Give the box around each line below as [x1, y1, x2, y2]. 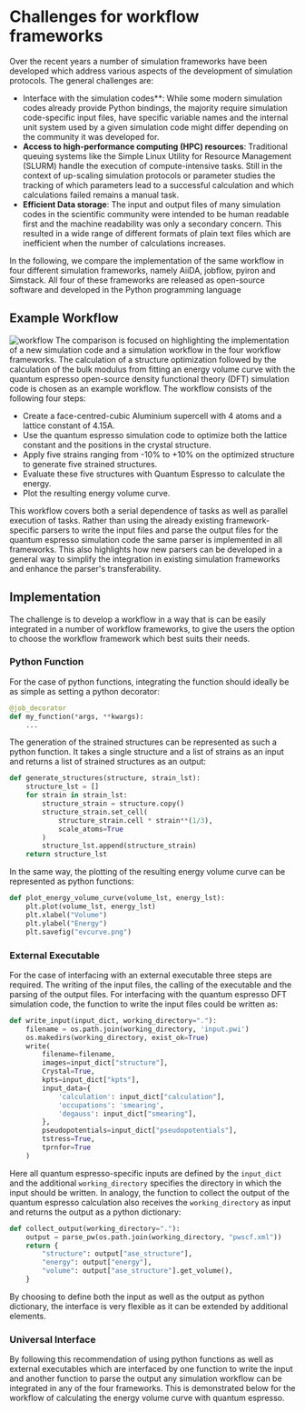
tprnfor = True [42, 1143, 92, 1152]
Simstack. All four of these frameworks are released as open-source [9, 275, 265, 285]
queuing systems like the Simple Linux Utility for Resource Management [22, 150, 292, 161]
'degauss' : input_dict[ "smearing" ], [57, 1109, 197, 1118]
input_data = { [42, 1084, 92, 1093]
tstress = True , [42, 1135, 95, 1144]
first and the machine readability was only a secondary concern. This [22, 218, 282, 229]
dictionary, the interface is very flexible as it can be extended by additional [9, 1300, 289, 1311]
